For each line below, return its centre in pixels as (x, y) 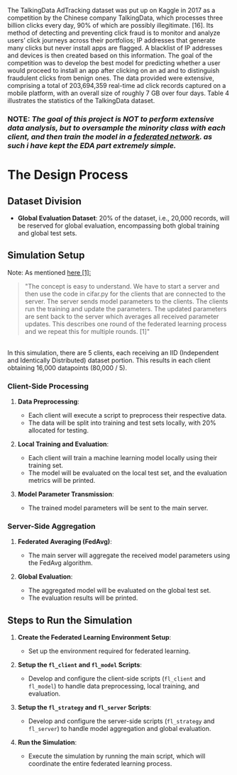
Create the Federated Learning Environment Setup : (94, 637)
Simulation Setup (46, 256)
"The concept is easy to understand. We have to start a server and (122, 286)
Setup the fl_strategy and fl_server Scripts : (84, 708)
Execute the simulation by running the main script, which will (117, 756)
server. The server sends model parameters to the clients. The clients (126, 301)
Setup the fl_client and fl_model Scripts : (79, 665)
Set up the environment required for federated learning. (109, 651)
